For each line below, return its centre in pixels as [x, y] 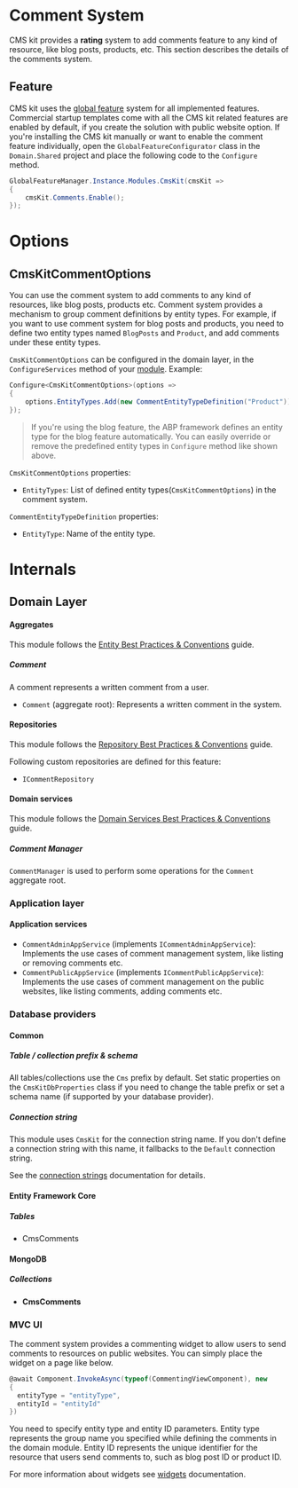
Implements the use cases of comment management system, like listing [153, 953]
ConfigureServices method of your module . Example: [106, 369]
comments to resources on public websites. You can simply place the [136, 1353]
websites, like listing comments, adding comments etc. [122, 991]
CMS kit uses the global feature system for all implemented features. [134, 108]
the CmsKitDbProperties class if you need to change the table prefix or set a [147, 1087]
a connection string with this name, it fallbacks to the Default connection [142, 1149]
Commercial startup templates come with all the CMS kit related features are [149, 117]
